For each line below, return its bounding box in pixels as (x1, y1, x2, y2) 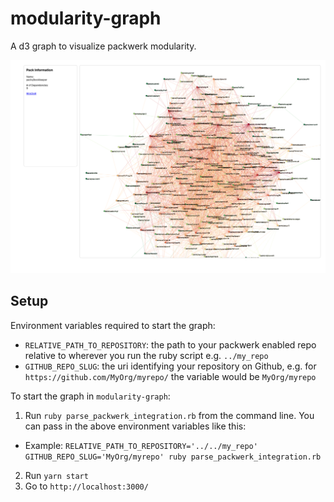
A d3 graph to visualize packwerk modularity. (10, 40, 197, 52)
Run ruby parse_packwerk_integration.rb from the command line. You (24, 409, 315, 421)
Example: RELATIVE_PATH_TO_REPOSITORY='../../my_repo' (24, 439, 258, 451)
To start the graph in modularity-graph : (10, 390, 171, 402)
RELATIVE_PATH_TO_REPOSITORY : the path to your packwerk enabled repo (24, 338, 317, 351)
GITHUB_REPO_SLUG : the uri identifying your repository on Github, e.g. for (24, 360, 317, 372)
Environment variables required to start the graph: (10, 319, 216, 331)
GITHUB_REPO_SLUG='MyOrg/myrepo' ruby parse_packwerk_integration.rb (24, 452, 322, 462)
